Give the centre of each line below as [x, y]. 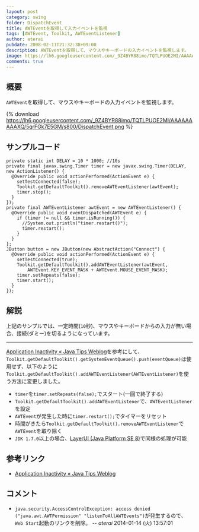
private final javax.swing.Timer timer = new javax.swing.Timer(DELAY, [96, 166]
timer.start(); [36, 281]
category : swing [26, 17]
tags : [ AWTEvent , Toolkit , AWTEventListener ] [63, 34]
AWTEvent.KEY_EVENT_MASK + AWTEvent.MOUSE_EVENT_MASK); [98, 270]
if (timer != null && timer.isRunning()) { [71, 218]
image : [14, 56]
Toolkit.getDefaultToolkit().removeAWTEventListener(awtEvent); [98, 187]
